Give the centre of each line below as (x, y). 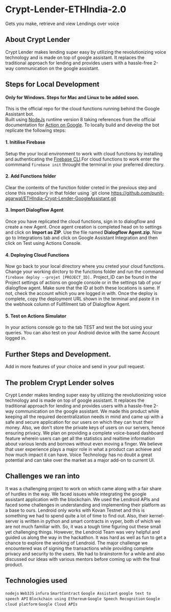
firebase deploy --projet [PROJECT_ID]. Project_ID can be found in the (81, 277)
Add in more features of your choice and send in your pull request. (75, 367)
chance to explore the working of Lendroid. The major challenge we (77, 542)
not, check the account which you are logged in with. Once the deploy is (81, 293)
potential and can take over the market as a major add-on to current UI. (80, 460)
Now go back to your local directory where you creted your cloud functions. (85, 266)
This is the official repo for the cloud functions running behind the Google (82, 109)
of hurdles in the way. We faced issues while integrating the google (76, 494)
